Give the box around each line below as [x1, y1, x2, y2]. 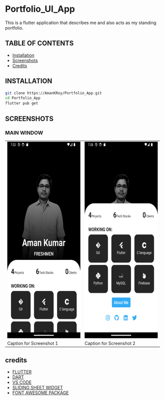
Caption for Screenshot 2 [84, 340, 136, 346]
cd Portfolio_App [5, 96, 41, 101]
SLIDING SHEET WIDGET [12, 385, 63, 391]
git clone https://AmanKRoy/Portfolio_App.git [5, 90, 102, 95]
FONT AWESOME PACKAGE [12, 390, 69, 396]
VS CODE [12, 379, 32, 385]
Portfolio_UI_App [5, 3, 75, 15]
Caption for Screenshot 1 [7, 340, 58, 346]
